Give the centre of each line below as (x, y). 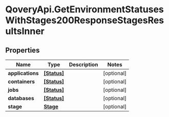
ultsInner (25, 31)
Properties (23, 50)
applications (23, 73)
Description (83, 64)
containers (21, 82)
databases (21, 98)
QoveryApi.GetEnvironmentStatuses (84, 9)
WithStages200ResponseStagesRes (85, 20)
